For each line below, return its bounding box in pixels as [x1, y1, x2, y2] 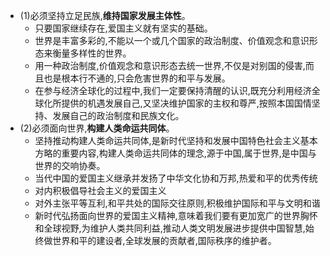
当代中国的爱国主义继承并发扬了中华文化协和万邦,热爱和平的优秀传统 [34, 172, 318, 184]
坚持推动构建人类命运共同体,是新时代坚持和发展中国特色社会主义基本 [34, 135, 318, 146]
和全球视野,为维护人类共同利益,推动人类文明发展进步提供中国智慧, [34, 222, 306, 234]
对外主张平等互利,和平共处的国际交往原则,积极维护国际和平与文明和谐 [34, 197, 321, 209]
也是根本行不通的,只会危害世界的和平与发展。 [43, 72, 231, 84]
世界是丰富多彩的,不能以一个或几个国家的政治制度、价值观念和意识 [34, 35, 310, 46]
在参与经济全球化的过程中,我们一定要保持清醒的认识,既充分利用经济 [34, 85, 312, 96]
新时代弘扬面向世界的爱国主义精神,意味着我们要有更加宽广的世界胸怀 [34, 210, 318, 221]
